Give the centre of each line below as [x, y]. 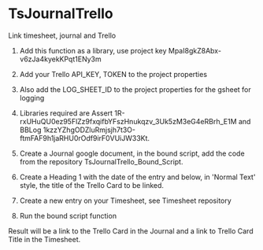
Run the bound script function [68, 215]
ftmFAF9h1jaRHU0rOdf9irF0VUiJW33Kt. [85, 138]
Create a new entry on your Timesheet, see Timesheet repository [126, 200]
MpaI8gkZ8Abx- [195, 50]
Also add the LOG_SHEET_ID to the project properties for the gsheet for [135, 89]
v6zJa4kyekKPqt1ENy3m [61, 59]
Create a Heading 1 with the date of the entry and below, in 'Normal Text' [137, 177]
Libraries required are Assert [66, 113]
